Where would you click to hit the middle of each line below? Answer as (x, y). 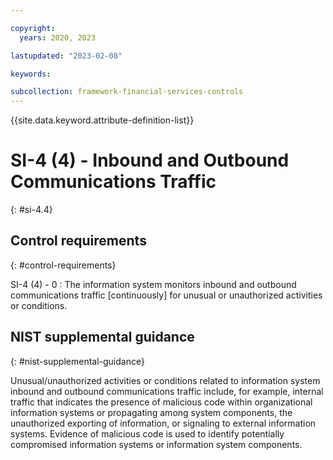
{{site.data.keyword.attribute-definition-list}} (102, 120)
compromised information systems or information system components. (156, 444)
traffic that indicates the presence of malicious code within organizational (161, 402)
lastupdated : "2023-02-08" (66, 56)
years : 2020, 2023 (58, 37)
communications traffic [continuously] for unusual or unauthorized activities (166, 295)
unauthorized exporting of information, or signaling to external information (163, 423)
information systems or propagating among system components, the (151, 412)
